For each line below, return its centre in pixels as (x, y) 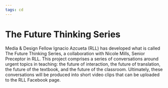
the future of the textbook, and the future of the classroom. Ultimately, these (84, 69)
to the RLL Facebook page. (33, 80)
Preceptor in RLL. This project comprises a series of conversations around (82, 59)
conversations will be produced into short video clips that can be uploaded (82, 75)
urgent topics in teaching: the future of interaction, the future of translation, (83, 64)
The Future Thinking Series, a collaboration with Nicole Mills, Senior (75, 53)
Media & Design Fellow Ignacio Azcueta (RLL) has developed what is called (83, 48)
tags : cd (14, 10)
